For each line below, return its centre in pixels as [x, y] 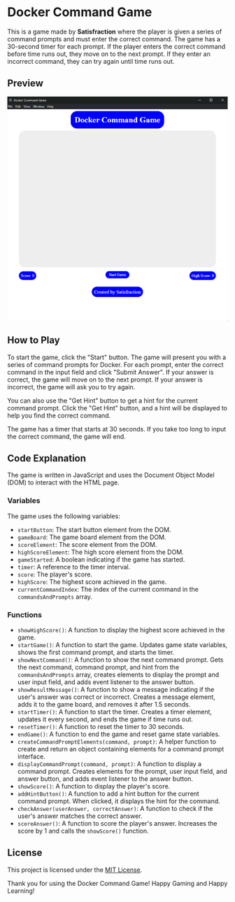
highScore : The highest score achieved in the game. [92, 581]
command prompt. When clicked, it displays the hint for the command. [119, 801]
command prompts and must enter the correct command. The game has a [114, 39]
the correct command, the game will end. [66, 436]
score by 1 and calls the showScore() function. [83, 831]
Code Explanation [47, 458]
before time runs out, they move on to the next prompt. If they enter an [109, 54]
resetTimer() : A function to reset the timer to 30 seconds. [101, 727]
